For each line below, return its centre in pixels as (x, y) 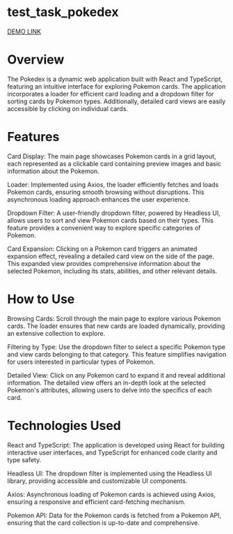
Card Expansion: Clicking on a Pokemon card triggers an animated (102, 249)
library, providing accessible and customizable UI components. (97, 481)
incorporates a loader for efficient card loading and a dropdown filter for (111, 94)
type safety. (24, 460)
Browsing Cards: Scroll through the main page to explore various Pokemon (114, 318)
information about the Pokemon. (53, 171)
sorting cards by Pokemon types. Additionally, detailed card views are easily (116, 101)
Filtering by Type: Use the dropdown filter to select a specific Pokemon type (116, 347)
